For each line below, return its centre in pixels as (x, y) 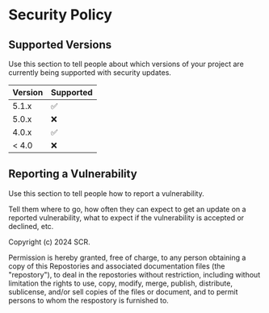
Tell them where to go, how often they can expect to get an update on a (127, 209)
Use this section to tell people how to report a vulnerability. (106, 193)
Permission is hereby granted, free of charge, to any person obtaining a (127, 257)
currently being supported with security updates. (90, 73)
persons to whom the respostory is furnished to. (89, 300)
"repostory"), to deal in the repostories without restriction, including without (134, 274)
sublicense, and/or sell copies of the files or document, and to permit (123, 291)
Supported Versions (60, 45)
